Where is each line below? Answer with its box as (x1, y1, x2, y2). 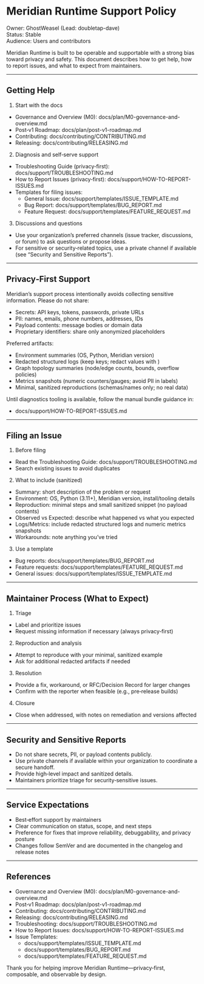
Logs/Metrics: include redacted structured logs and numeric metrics (15, 521, 186, 528)
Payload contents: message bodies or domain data (15, 321, 143, 329)
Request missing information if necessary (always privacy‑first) (15, 628, 174, 635)
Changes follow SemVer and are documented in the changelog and (15, 842, 183, 849)
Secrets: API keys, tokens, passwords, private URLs (15, 308, 144, 315)
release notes (15, 848, 50, 855)
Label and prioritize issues (15, 621, 81, 628)
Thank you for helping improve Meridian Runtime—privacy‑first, (6, 964, 166, 971)
